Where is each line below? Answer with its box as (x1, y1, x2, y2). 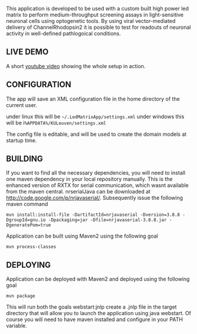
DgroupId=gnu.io (6, 217, 46, 223)
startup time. (6, 136, 37, 143)
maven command (6, 201, 48, 208)
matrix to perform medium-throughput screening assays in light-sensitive (6, 11, 184, 18)
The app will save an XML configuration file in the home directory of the (6, 95, 181, 102)
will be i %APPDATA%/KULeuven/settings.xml (6, 119, 106, 126)
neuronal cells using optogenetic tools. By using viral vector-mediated (6, 18, 176, 24)
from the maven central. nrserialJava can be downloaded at (6, 188, 151, 195)
